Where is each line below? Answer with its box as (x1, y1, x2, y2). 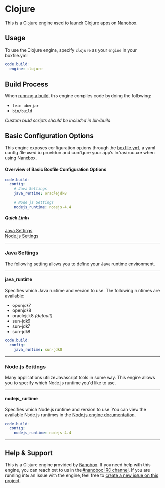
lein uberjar (12, 103, 39, 109)
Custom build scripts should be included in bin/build (5, 117, 110, 123)
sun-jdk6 (12, 318, 31, 324)
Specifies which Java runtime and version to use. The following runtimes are (5, 288, 160, 294)
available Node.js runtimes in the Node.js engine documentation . (5, 412, 136, 418)
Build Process (5, 80, 48, 88)
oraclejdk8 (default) (12, 313, 53, 319)
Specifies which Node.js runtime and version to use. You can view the (5, 407, 146, 413)
